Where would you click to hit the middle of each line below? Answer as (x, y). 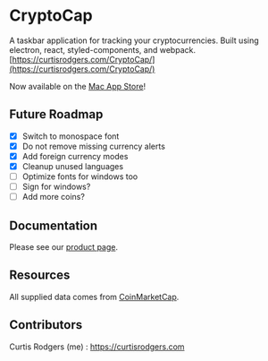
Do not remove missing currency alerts (93, 146)
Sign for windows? (56, 187)
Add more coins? (53, 197)
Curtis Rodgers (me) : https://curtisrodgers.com (97, 347)
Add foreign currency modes (75, 156)
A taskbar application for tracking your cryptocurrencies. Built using (134, 40)
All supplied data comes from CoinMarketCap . (94, 297)
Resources (40, 275)
